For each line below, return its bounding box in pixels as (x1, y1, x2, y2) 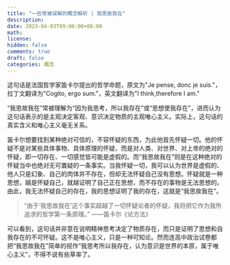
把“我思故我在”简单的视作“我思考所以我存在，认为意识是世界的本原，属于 (7, 241, 214, 250)
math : (7, 29, 23, 36)
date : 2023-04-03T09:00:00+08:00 (7, 23, 103, 29)
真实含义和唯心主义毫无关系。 (7, 121, 91, 129)
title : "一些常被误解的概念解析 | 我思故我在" (7, 10, 126, 17)
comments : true (7, 49, 51, 55)
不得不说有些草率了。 (34, 250, 94, 258)
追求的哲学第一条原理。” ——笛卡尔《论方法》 (23, 210, 152, 218)
